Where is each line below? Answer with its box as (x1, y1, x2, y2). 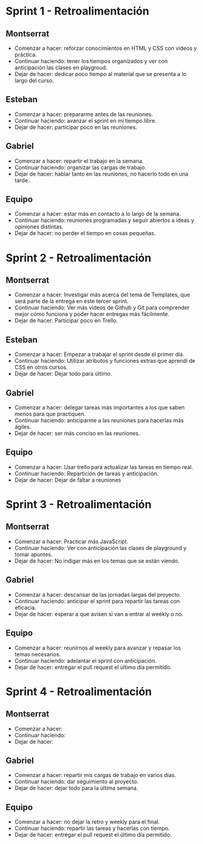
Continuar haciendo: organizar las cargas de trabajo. (14, 163, 146, 171)
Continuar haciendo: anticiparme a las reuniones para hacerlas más (14, 417, 184, 424)
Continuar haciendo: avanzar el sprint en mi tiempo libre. (14, 117, 157, 124)
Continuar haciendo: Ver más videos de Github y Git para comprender (14, 304, 190, 311)
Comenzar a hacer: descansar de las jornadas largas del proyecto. (14, 591, 182, 598)
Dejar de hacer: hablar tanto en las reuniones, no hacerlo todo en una (14, 170, 189, 177)
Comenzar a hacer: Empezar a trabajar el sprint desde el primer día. (14, 351, 185, 358)
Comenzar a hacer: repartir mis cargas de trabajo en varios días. (14, 772, 176, 779)
